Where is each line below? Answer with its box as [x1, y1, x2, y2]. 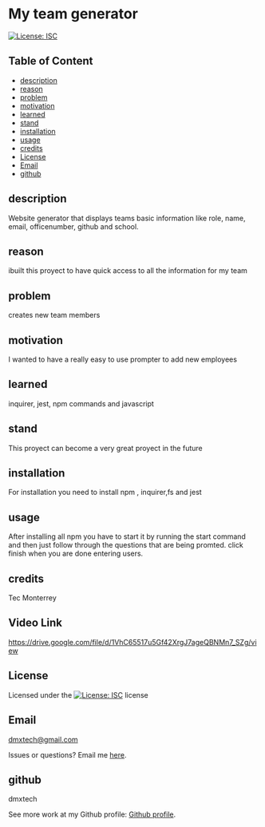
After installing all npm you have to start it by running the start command [8, 532, 246, 541]
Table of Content [8, 54, 93, 68]
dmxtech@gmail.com [8, 734, 78, 744]
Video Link [8, 616, 62, 630]
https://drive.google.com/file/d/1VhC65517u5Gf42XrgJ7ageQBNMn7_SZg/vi [8, 637, 257, 647]
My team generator [8, 5, 138, 23]
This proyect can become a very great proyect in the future [8, 443, 203, 453]
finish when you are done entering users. [8, 548, 144, 559]
